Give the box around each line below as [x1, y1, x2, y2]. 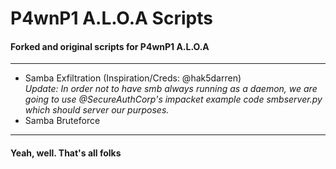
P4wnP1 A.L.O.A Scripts [10, 7, 213, 30]
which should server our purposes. [24, 104, 170, 116]
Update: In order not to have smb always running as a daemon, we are [24, 83, 318, 95]
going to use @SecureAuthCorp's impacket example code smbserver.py [24, 93, 323, 106]
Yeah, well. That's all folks [10, 147, 122, 159]
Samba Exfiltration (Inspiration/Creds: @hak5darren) [24, 72, 242, 84]
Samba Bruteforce [24, 115, 101, 127]
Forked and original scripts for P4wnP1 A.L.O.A [10, 40, 210, 52]
